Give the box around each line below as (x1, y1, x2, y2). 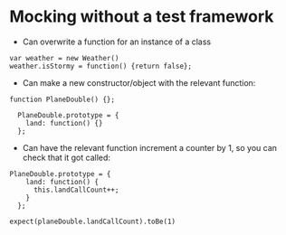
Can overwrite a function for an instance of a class (22, 36, 211, 47)
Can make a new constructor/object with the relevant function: (22, 77, 256, 88)
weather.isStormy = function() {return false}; (9, 61, 193, 70)
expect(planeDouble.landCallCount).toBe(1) (9, 217, 176, 226)
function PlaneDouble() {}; (9, 95, 116, 104)
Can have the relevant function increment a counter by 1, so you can (22, 142, 278, 153)
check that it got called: (22, 152, 111, 163)
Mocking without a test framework (9, 6, 274, 27)
